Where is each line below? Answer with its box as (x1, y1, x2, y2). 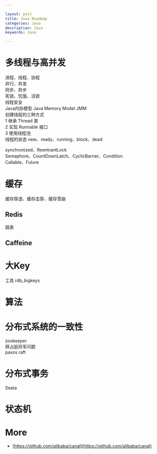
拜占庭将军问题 (5, 344, 36, 350)
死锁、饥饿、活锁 (5, 93, 40, 99)
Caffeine (5, 239, 32, 248)
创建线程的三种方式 (5, 112, 44, 118)
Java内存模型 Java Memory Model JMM (5, 105, 87, 111)
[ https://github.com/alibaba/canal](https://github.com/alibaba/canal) (12, 443, 152, 449)
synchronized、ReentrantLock (5, 147, 67, 153)
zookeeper (5, 338, 27, 344)
